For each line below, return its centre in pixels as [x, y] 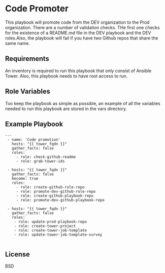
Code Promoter [37, 9]
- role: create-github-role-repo [50, 187]
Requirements [27, 59]
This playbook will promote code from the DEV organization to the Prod [77, 22]
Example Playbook [34, 124]
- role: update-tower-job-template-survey [58, 235]
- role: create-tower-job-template [50, 231]
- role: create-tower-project [45, 226]
